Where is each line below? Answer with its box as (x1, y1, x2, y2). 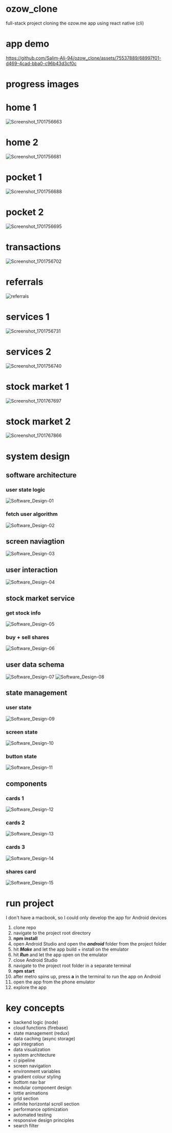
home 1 (6, 102, 37, 113)
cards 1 (6, 794, 24, 802)
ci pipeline (13, 1057, 35, 1063)
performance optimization (13, 1106, 68, 1112)
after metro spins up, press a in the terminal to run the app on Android (13, 973, 161, 979)
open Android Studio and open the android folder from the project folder (13, 940, 167, 947)
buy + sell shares (6, 634, 49, 641)
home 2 (6, 137, 39, 149)
